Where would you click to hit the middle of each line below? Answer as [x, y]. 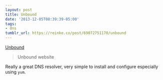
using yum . [15, 72]
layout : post [19, 10]
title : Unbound [21, 14]
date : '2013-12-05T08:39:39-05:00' [42, 19]
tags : [11, 24]
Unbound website [35, 57]
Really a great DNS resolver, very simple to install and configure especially [82, 66]
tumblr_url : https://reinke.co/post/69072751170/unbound [66, 33]
